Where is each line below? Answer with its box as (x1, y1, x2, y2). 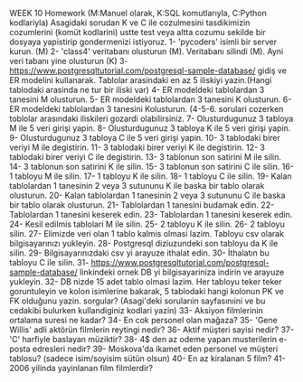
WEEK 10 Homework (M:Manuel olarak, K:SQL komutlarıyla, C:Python (9, 8, 267, 18)
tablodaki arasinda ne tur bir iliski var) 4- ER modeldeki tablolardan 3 (9, 85, 265, 95)
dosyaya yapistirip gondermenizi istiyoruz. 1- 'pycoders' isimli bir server (9, 36, 278, 47)
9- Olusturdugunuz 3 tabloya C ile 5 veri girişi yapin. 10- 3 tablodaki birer (9, 133, 280, 143)
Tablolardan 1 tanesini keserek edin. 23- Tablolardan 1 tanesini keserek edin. (9, 210, 293, 219)
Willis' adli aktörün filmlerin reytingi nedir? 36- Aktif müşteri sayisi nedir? (9, 324, 279, 335)
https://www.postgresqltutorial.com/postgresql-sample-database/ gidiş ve (9, 65, 288, 76)
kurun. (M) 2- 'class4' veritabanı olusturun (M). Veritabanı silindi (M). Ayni (9, 46, 284, 57)
